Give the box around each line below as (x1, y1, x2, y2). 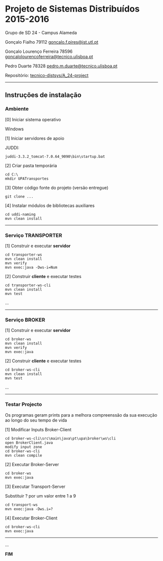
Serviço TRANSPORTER (5, 232, 62, 238)
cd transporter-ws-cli (5, 282, 51, 288)
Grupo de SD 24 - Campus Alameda (5, 30, 77, 35)
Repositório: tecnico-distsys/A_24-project (5, 72, 89, 78)
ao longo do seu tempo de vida (5, 417, 67, 423)
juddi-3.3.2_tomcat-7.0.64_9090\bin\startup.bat (5, 154, 105, 159)
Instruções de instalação (5, 91, 81, 99)
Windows (5, 126, 24, 132)
